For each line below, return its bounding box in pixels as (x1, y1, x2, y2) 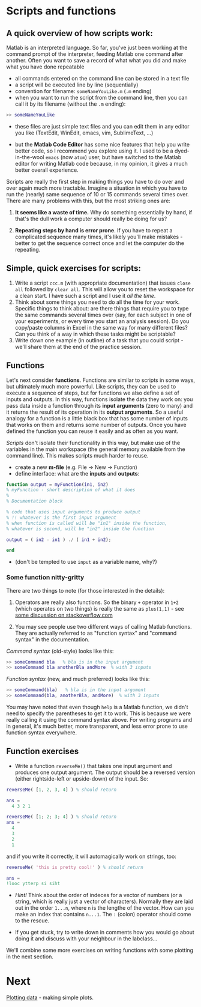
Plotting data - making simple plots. (6, 994, 94, 1001)
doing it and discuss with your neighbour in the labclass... (14, 935, 158, 942)
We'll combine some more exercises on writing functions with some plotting (6, 947, 194, 954)
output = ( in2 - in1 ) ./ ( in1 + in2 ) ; (6, 536, 112, 543)
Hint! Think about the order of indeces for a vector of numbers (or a (14, 892, 182, 899)
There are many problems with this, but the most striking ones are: (6, 197, 171, 204)
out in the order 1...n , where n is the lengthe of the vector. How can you (14, 904, 194, 912)
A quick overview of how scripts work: (6, 28, 153, 38)
